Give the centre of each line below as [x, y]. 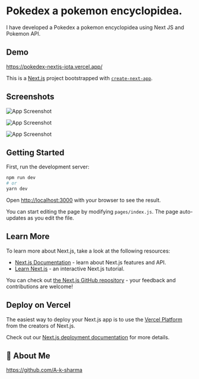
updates [16, 218]
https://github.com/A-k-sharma [44, 370]
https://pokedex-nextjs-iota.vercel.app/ [54, 66]
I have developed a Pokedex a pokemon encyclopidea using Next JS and [95, 27]
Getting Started [35, 152]
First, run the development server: [48, 167]
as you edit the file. [51, 218]
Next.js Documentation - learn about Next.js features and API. [90, 262]
